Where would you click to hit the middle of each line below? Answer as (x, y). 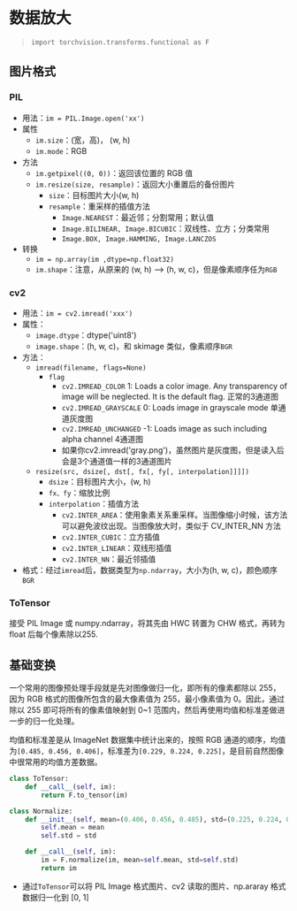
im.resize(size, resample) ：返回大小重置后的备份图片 (135, 184)
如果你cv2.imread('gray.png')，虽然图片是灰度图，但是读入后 (173, 450)
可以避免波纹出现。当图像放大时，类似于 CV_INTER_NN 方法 (171, 525)
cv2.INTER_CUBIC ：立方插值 (111, 537)
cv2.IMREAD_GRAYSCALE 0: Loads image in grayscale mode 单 (170, 407)
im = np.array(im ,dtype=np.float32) (105, 259)
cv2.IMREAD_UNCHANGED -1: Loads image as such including (164, 428)
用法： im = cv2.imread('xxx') (77, 313)
